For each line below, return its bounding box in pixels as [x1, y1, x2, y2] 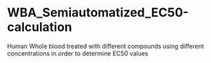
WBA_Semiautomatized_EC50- [7, 5, 189, 21]
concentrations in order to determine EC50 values [7, 49, 148, 58]
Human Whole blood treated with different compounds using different [7, 42, 204, 50]
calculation [7, 19, 72, 35]
